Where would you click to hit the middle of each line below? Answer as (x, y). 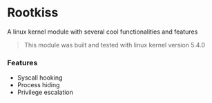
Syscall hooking (40, 78)
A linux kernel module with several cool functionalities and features (103, 32)
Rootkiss (33, 13)
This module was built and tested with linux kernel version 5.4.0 (115, 45)
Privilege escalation (45, 92)
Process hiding (38, 85)
